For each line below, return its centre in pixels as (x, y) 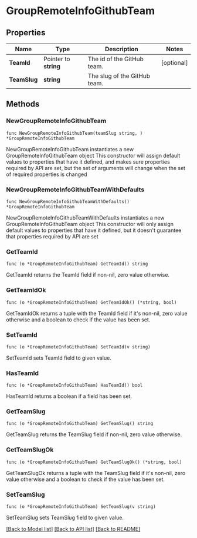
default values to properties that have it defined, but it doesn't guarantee (94, 230)
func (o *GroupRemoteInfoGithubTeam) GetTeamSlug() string (80, 424)
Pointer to (57, 59)
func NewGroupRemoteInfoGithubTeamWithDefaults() (68, 201)
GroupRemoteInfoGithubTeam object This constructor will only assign (90, 224)
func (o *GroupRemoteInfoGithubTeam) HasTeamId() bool (74, 386)
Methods (23, 104)
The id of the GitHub (116, 59)
